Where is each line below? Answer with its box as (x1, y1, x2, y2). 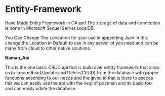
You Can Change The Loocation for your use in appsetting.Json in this (5, 35, 148, 41)
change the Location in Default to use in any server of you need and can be (5, 40, 159, 46)
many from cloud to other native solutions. (5, 45, 91, 51)
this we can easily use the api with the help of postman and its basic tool (5, 80, 153, 86)
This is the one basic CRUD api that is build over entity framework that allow (5, 64, 160, 70)
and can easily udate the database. (5, 85, 77, 91)
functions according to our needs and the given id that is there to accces (5, 75, 153, 81)
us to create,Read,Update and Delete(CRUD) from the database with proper (5, 69, 159, 75)
